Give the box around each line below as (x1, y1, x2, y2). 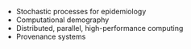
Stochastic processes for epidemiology (15, 7, 147, 16)
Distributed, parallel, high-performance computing (15, 24, 184, 32)
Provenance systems (15, 32, 86, 41)
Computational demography (15, 15, 110, 24)
